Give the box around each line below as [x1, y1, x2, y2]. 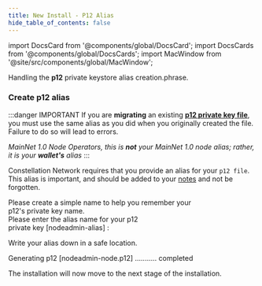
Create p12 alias [8, 92, 71, 103]
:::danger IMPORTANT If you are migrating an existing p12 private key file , [8, 110, 250, 119]
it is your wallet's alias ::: [8, 150, 90, 160]
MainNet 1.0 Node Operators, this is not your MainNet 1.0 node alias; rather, [8, 142, 255, 151]
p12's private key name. [8, 206, 85, 215]
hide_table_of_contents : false [8, 19, 111, 27]
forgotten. [8, 182, 41, 191]
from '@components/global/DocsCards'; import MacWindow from [8, 49, 222, 58]
